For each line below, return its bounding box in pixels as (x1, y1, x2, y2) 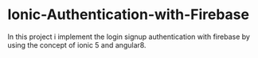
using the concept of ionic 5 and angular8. (7, 40, 147, 49)
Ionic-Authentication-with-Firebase (7, 6, 250, 24)
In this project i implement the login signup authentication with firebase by (7, 32, 250, 41)
